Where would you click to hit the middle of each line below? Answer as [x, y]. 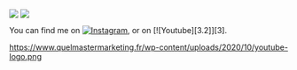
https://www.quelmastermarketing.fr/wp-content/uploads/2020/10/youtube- [148, 47]
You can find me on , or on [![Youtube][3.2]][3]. [118, 31]
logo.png [26, 57]
